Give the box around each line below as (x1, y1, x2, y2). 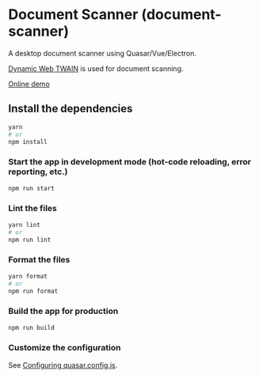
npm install (8, 138, 48, 146)
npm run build (8, 323, 55, 331)
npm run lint (8, 236, 51, 244)
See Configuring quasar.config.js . (8, 360, 118, 369)
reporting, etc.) (8, 166, 68, 177)
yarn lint (8, 221, 41, 229)
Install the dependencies (8, 102, 133, 115)
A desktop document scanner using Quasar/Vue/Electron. (8, 48, 196, 58)
